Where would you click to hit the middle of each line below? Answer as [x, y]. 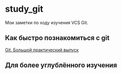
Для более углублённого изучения [61, 65]
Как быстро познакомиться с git [57, 38]
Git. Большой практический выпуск [42, 49]
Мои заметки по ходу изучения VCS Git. [47, 23]
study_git [24, 9]
